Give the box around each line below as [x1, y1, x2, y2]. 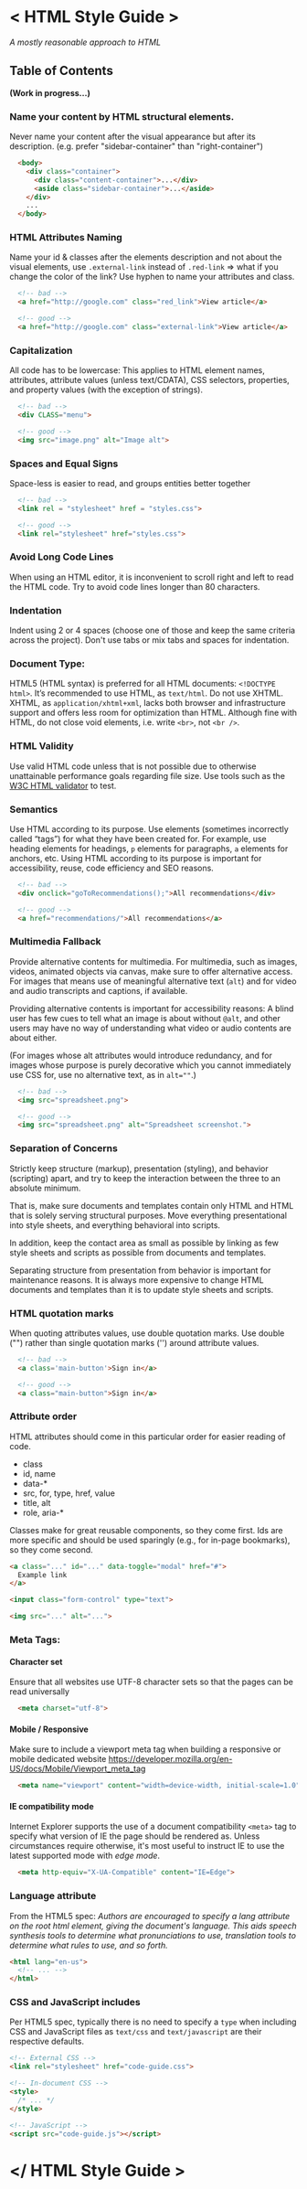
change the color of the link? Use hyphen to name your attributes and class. [9, 272, 295, 283]
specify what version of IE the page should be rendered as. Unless [9, 1831, 260, 1842]
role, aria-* [22, 1507, 64, 1518]
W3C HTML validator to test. [9, 780, 117, 791]
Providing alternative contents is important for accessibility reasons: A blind [9, 1003, 294, 1014]
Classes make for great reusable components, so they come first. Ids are [9, 1524, 283, 1535]
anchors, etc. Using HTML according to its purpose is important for [9, 853, 262, 864]
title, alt [22, 1497, 51, 1508]
